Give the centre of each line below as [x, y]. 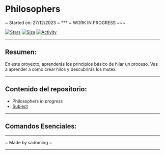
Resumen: [21, 52]
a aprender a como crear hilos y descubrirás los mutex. [61, 69]
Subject [20, 106]
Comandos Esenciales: [41, 126]
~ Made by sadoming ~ [29, 143]
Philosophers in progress [37, 101]
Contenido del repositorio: [46, 89]
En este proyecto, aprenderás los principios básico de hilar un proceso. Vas [82, 64]
